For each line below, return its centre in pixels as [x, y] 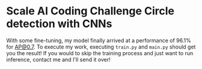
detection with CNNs [59, 24]
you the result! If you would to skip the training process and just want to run [100, 53]
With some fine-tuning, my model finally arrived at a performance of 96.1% [99, 40]
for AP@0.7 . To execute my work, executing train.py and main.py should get [101, 47]
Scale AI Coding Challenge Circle [90, 11]
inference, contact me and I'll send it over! [58, 59]
